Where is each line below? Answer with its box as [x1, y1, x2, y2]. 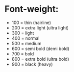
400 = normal [11, 35, 40, 41]
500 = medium [11, 40, 42, 46]
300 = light [11, 30, 34, 36]
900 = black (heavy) [11, 61, 53, 67]
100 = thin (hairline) [11, 20, 51, 25]
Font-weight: [4, 3, 59, 15]
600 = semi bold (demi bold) [11, 46, 70, 51]
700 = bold [11, 50, 34, 57]
